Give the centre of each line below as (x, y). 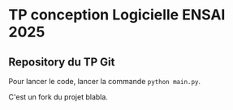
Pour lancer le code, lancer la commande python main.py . (105, 81)
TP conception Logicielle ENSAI (117, 15)
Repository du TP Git (62, 62)
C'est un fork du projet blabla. (58, 97)
